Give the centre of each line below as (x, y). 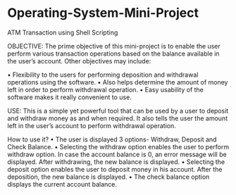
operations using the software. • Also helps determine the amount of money (118, 82)
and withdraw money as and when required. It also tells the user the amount (117, 118)
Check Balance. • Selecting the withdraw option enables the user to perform (118, 146)
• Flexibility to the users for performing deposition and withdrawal (103, 75)
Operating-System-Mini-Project (103, 13)
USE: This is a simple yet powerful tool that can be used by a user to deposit (118, 111)
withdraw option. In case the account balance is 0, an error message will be (117, 154)
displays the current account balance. (62, 184)
